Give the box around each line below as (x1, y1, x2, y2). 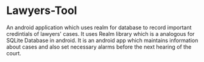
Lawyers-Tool (6, 4, 77, 18)
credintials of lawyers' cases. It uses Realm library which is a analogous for (6, 30, 195, 37)
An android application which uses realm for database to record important (6, 24, 192, 31)
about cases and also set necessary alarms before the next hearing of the (6, 43, 192, 50)
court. (6, 49, 21, 57)
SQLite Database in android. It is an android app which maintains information (6, 36, 199, 44)
